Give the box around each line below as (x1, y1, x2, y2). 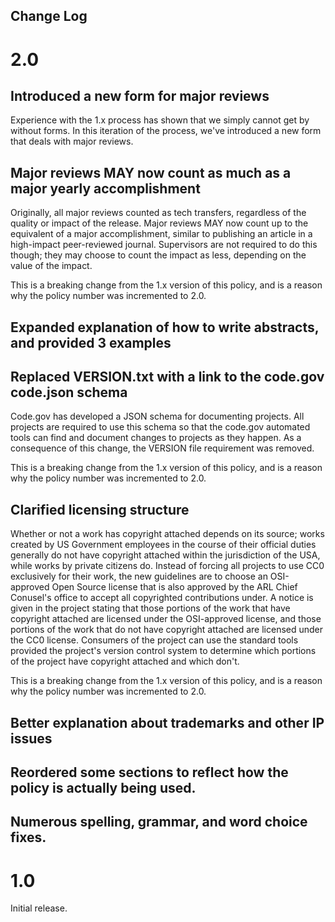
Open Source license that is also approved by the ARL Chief (51, 581, 298, 593)
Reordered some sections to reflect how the (10, 764, 289, 781)
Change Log (10, 8, 88, 25)
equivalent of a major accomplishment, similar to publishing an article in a (10, 228, 313, 240)
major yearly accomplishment (10, 180, 201, 197)
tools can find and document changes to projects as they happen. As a (10, 432, 302, 444)
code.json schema (10, 384, 128, 401)
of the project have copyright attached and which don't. (10, 655, 240, 668)
